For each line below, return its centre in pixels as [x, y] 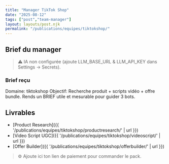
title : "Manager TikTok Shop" [37, 10]
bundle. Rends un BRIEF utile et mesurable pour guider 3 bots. [70, 96]
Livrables [20, 112]
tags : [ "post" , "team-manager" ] [38, 19]
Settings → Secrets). [39, 67]
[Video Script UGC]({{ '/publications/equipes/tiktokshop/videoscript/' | [87, 136]
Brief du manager [33, 50]
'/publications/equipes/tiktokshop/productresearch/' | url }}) [75, 130]
